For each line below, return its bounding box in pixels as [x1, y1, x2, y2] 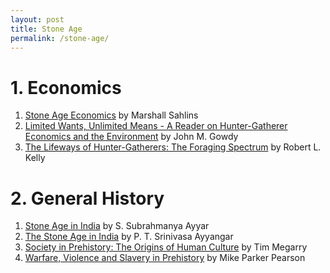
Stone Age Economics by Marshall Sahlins [24, 109, 199, 121]
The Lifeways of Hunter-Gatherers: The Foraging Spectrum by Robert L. [24, 141, 322, 153]
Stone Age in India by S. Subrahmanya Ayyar [24, 220, 210, 232]
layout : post [10, 14, 65, 25]
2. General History [10, 187, 165, 210]
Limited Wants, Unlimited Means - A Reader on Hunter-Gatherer [24, 120, 288, 132]
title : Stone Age [10, 24, 83, 34]
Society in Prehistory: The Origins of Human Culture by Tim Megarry [24, 241, 308, 253]
